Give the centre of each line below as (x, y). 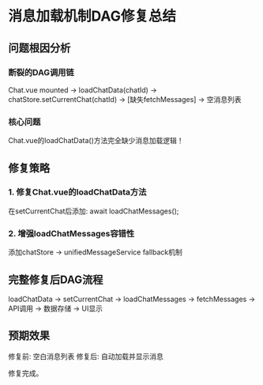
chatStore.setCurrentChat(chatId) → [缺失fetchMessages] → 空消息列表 (125, 99)
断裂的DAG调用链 (41, 72)
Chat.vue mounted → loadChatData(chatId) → (83, 90)
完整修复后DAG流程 (56, 279)
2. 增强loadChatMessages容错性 (71, 233)
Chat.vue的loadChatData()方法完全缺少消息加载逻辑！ (96, 141)
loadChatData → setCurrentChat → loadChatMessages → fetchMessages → (132, 299)
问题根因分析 (39, 48)
